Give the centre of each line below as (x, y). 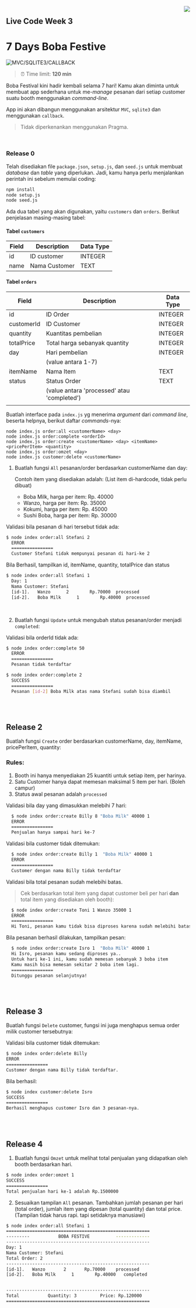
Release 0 (20, 153)
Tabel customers (25, 231)
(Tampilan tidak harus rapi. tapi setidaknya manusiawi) (80, 1215)
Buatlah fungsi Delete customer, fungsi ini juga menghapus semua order (93, 1025)
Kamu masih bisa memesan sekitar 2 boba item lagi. (76, 964)
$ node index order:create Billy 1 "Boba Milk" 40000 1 (82, 854)
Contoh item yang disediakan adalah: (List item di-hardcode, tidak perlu (100, 479)
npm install (20, 190)
